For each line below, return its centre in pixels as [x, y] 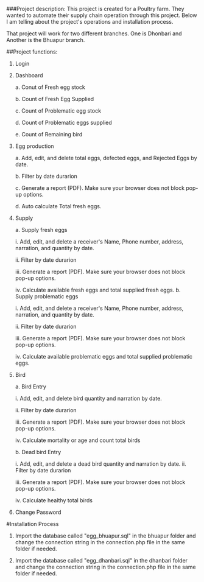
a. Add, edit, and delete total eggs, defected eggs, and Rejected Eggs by [106, 158]
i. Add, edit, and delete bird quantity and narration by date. [89, 398]
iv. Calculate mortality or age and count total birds [78, 440]
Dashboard [29, 75]
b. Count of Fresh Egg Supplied [55, 99]
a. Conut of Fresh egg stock [50, 87]
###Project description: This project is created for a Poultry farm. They [95, 9]
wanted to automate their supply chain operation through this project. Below [102, 15]
